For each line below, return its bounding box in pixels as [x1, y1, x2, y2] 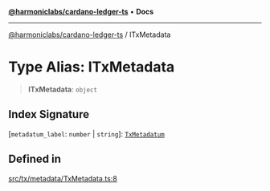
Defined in [8, 152, 62, 166]
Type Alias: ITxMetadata [8, 58, 175, 76]
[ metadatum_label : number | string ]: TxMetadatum [8, 128, 165, 139]
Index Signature [8, 108, 90, 121]
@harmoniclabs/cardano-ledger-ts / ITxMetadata [8, 30, 171, 39]
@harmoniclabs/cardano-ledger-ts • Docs [8, 7, 154, 16]
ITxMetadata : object [27, 84, 98, 94]
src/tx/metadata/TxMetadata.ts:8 [8, 173, 118, 183]
